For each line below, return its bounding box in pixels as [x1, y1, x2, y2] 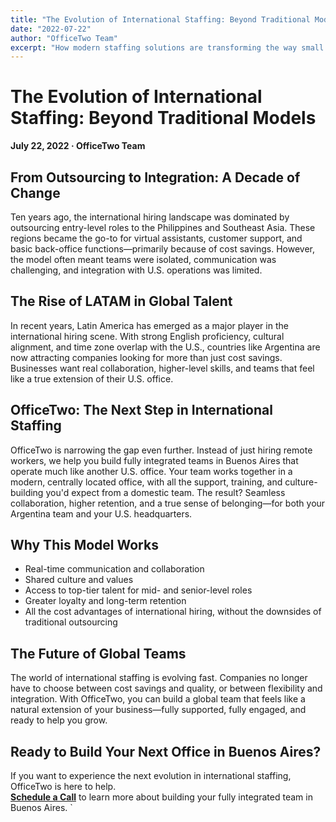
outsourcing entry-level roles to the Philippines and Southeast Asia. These [10, 222, 316, 233]
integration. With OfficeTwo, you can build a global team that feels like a [10, 693, 306, 705]
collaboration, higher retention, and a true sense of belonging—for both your [10, 497, 326, 509]
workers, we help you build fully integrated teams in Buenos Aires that [10, 454, 299, 466]
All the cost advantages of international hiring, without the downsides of [24, 606, 322, 618]
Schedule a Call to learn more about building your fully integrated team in [10, 791, 313, 803]
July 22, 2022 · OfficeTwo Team [10, 140, 146, 152]
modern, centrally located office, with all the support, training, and [10, 476, 283, 488]
